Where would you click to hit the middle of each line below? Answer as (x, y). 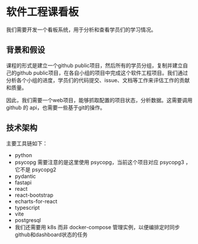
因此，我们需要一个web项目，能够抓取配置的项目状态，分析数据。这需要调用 (99, 100)
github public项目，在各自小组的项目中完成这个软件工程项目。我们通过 (102, 73)
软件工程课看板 (43, 12)
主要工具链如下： (27, 143)
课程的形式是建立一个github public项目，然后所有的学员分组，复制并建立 (95, 65)
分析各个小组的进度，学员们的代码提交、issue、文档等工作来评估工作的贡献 (98, 80)
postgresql (28, 220)
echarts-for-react (36, 201)
